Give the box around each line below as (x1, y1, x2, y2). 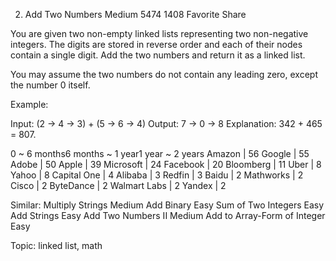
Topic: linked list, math (10, 240, 103, 251)
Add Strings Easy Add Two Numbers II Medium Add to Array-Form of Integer (10, 210, 326, 221)
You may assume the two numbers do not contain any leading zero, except (10, 69, 318, 80)
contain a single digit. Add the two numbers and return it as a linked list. (10, 49, 306, 61)
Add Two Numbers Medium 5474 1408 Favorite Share (24, 9, 247, 20)
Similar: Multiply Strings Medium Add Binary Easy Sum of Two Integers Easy (10, 199, 325, 211)
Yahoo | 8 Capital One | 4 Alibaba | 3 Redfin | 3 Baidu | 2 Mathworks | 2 (10, 169, 304, 181)
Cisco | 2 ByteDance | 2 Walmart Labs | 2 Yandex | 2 (10, 180, 227, 191)
